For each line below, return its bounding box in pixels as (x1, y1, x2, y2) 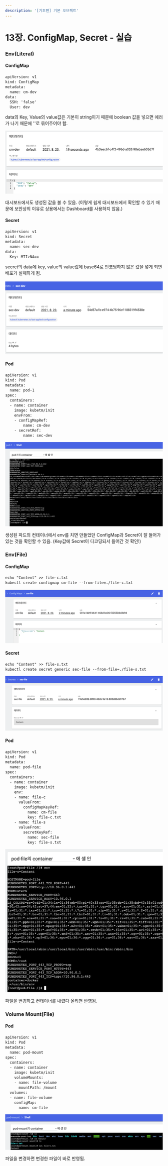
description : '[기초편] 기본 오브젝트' (5, 8, 79, 13)
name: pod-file (9, 764, 41, 770)
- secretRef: (14, 428, 41, 433)
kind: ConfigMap (5, 79, 39, 84)
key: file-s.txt (27, 839, 61, 845)
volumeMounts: (14, 1075, 43, 1080)
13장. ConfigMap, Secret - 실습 (5, 32, 132, 43)
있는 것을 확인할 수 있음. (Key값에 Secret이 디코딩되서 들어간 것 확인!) (5, 538, 141, 545)
